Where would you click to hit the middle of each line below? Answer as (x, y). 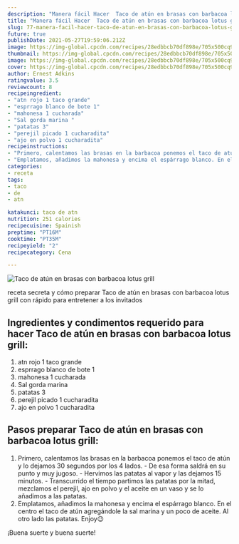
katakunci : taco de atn (43, 212)
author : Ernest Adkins (41, 73)
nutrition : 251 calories (44, 219)
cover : (17, 67)
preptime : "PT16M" (34, 232)
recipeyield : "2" (33, 246)
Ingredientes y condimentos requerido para (106, 323)
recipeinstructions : (38, 147)
